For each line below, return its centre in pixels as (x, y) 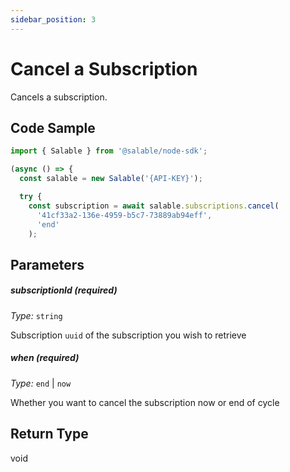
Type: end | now (41, 383)
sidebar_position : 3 (53, 19)
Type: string (36, 315)
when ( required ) (45, 358)
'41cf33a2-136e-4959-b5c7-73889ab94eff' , (124, 215)
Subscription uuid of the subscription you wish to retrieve (128, 335)
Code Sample (53, 127)
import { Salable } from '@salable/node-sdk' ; (109, 151)
